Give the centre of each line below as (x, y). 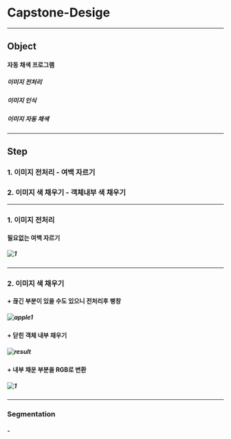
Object (22, 46)
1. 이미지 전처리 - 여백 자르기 (51, 172)
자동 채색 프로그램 (31, 65)
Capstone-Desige (59, 13)
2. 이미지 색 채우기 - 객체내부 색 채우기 (66, 192)
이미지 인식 (22, 100)
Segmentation (31, 414)
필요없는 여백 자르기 (34, 238)
